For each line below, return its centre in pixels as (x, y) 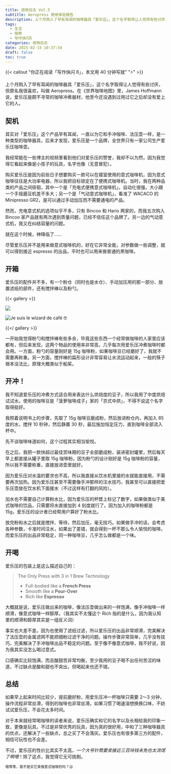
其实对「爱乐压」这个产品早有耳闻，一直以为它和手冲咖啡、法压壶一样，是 (83, 134)
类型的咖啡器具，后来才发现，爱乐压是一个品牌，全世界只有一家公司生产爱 (87, 140)
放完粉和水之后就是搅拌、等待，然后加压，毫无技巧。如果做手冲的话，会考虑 (85, 522)
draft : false (19, 52)
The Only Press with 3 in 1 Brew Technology (64, 576)
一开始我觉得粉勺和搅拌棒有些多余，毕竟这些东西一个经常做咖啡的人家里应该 (85, 338)
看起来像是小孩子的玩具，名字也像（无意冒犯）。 (64, 164)
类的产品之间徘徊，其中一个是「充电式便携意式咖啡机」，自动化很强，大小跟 (84, 188)
